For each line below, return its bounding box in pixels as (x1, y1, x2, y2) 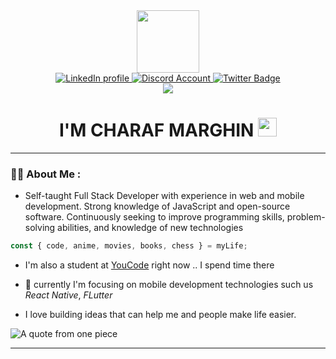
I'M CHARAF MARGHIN (58, 119, 255, 142)
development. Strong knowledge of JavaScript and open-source (24, 200, 291, 213)
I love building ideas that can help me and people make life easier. (24, 309, 297, 321)
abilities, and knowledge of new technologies (57, 222, 244, 234)
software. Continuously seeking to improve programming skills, (24, 211, 285, 223)
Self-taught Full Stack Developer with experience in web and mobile (24, 190, 305, 202)
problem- (286, 211, 326, 223)
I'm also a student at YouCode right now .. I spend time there (24, 259, 275, 271)
